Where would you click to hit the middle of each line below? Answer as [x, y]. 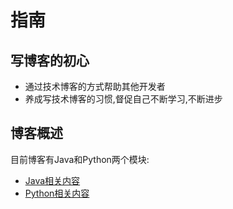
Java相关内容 [52, 180]
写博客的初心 [50, 60]
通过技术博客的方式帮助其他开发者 [95, 86]
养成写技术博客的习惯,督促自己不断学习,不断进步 [123, 99]
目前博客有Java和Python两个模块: [80, 159]
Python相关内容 [57, 193]
